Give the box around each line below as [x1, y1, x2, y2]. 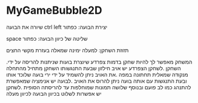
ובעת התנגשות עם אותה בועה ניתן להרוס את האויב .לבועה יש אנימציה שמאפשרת [6, 77, 187, 84]
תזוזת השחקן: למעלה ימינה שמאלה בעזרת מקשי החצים [6, 46, 129, 54]
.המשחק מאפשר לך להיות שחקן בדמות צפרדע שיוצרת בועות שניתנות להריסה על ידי [6, 58, 193, 65]
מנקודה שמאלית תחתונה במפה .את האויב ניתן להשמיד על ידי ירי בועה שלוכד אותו [6, 71, 188, 78]
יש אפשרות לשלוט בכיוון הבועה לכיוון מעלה [6, 90, 102, 97]
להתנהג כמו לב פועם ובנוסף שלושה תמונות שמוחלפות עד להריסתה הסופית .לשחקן [6, 83, 191, 90]
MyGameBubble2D [6, 4, 103, 17]
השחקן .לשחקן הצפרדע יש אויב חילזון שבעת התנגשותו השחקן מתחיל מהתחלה [6, 64, 181, 72]
